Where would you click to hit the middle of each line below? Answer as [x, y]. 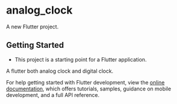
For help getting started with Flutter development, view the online [86, 82]
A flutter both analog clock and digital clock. [60, 71]
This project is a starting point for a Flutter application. [81, 59]
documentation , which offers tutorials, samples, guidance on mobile [88, 89]
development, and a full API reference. [53, 95]
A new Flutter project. [32, 27]
